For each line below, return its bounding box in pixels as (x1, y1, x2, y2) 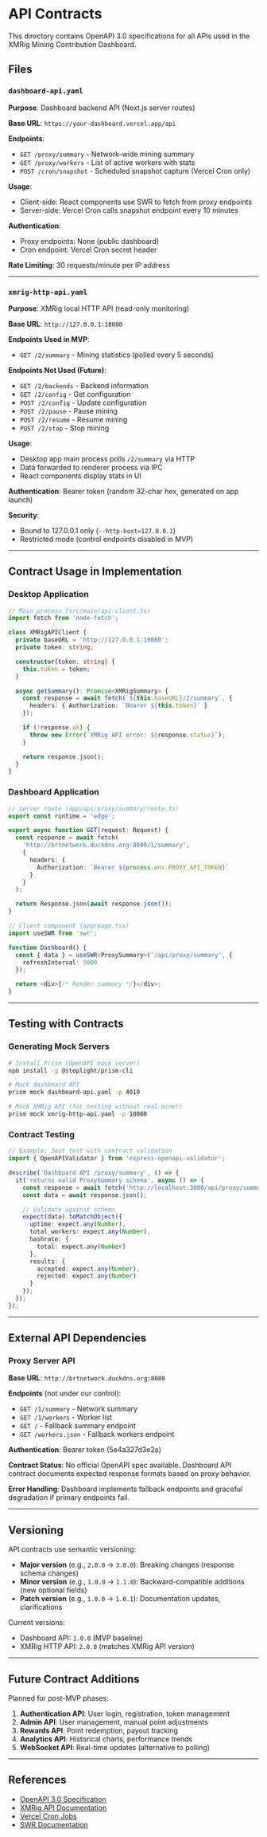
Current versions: (8, 1618, 65, 1627)
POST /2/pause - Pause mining (19, 406, 118, 415)
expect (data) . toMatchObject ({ (22, 1213, 123, 1221)
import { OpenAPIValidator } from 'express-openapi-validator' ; (8, 1155, 226, 1163)
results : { (29, 1257, 66, 1266)
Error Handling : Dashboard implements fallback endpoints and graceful (8, 1484, 243, 1494)
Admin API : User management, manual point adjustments (19, 1717, 208, 1727)
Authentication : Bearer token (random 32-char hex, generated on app (8, 486, 239, 496)
